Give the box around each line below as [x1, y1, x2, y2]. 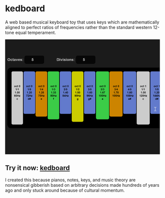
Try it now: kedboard [5, 164, 70, 172]
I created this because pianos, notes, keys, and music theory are [5, 177, 136, 183]
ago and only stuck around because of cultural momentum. [5, 187, 125, 193]
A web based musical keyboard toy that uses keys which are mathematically [5, 19, 160, 25]
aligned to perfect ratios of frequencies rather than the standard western [5, 24, 152, 30]
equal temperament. [15, 29, 56, 35]
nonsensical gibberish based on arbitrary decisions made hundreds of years [5, 182, 160, 188]
